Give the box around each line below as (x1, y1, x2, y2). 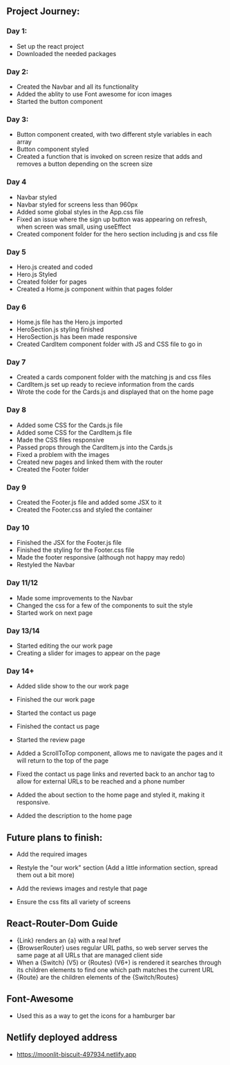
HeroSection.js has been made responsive (16, 333, 137, 341)
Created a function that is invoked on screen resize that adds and (16, 153, 203, 161)
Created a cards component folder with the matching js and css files (16, 373, 211, 381)
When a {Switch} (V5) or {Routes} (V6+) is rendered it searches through (16, 958, 222, 967)
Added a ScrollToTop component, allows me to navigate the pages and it (16, 749, 223, 758)
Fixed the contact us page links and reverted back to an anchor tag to (16, 770, 215, 779)
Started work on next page (16, 608, 93, 616)
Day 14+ (6, 666, 35, 675)
